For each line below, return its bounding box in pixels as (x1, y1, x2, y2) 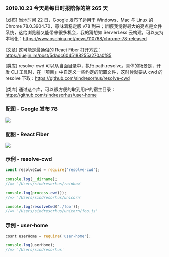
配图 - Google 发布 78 (5, 105, 58, 112)
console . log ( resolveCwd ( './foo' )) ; (5, 204, 80, 209)
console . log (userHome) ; (5, 243, 55, 248)
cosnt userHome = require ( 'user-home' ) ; (5, 234, 92, 239)
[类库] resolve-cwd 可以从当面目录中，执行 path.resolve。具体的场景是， (5, 63, 157, 69)
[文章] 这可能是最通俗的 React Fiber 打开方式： (5, 47, 102, 53)
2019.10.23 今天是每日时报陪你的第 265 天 (5, 4, 108, 11)
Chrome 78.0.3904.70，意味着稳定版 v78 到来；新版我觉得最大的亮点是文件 (5, 23, 162, 29)
